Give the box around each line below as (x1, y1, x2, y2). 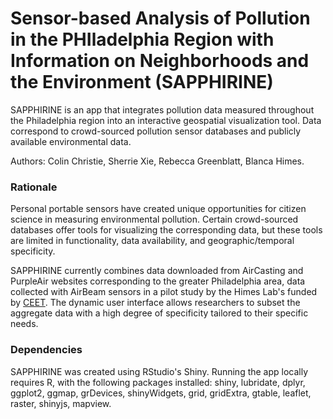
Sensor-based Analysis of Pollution (10, 7, 311, 30)
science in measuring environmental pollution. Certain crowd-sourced (10, 213, 299, 226)
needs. (10, 318, 39, 330)
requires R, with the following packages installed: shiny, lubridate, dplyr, (10, 376, 306, 388)
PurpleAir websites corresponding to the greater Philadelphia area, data (10, 275, 306, 287)
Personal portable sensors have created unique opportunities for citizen (10, 203, 307, 215)
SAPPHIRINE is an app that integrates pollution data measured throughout (10, 103, 315, 116)
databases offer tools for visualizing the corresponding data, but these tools (10, 224, 323, 236)
